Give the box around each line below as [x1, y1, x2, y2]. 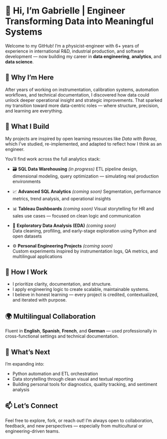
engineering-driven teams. [5, 428, 60, 434]
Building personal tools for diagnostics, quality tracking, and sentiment [12, 381, 158, 387]
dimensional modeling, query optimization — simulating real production [12, 173, 159, 179]
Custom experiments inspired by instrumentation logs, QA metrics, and [12, 248, 158, 254]
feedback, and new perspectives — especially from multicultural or [5, 422, 143, 428]
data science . [5, 58, 34, 64]
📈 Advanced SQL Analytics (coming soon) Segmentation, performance [12, 188, 161, 194]
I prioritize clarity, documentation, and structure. [12, 281, 112, 287]
